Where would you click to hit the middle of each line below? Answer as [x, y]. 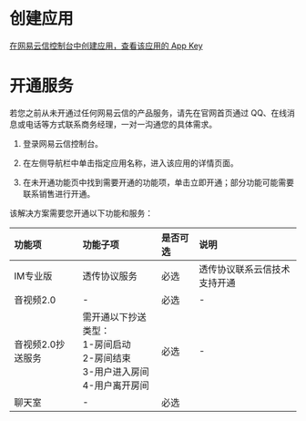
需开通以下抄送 [115, 317]
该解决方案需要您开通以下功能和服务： [81, 213]
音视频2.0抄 [40, 344]
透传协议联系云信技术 [245, 269]
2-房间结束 [107, 358]
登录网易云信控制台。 [62, 143]
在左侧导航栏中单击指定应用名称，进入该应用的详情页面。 [130, 163]
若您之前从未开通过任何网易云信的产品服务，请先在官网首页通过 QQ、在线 [148, 113]
